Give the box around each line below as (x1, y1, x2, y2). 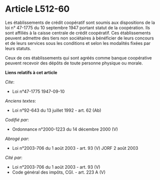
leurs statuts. (5, 45, 32, 51)
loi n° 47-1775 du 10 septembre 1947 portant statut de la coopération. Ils (5, 24, 150, 30)
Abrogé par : (5, 136, 29, 141)
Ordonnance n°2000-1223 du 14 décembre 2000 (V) (12, 126, 118, 132)
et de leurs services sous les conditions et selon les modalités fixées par (5, 40, 151, 46)
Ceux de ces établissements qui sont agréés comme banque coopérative (5, 55, 152, 60)
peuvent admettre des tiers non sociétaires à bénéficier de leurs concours (5, 35, 154, 41)
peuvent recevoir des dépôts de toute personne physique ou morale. (5, 60, 143, 66)
